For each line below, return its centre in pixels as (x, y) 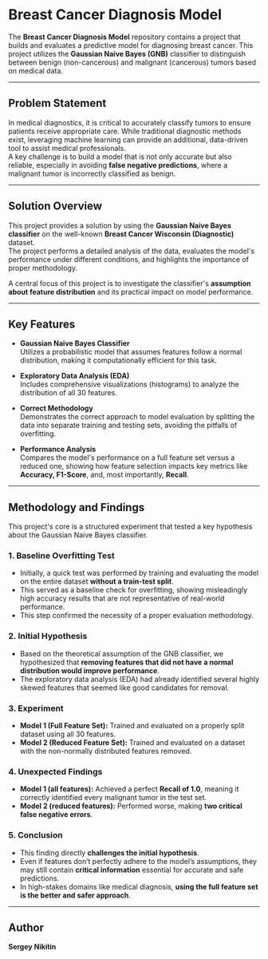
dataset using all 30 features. (68, 734)
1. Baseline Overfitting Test (61, 556)
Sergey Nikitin (32, 947)
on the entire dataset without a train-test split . (97, 581)
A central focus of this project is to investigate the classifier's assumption (130, 283)
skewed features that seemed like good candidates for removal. (124, 688)
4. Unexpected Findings (55, 772)
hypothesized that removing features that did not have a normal (126, 662)
